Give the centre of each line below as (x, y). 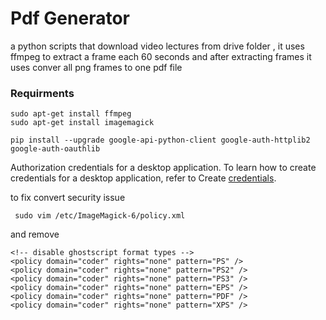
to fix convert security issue (68, 198)
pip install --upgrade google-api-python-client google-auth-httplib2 (160, 140)
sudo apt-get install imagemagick (82, 123)
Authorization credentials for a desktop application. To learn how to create (163, 168)
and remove (35, 234)
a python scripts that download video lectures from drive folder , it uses (157, 46)
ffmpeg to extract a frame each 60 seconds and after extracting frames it (161, 56)
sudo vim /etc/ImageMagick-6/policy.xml (100, 216)
